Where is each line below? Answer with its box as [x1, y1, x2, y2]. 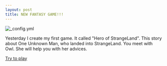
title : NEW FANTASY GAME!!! [5, 12, 64, 17]
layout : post [5, 7, 32, 12]
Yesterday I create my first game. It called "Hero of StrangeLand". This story [5, 35, 162, 41]
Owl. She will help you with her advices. [5, 46, 87, 52]
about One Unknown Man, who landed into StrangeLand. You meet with [5, 40, 153, 46]
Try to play [5, 55, 27, 61]
